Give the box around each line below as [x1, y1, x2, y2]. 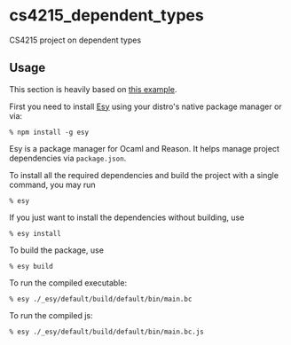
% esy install [9, 229, 62, 238]
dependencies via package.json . [9, 153, 127, 163]
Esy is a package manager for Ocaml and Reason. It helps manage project [9, 143, 279, 153]
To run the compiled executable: [9, 277, 127, 288]
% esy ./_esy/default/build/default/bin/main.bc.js [9, 327, 204, 336]
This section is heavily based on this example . [9, 83, 177, 94]
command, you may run [9, 179, 96, 190]
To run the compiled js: [9, 310, 93, 320]
